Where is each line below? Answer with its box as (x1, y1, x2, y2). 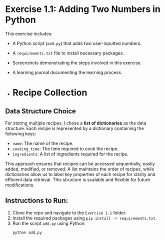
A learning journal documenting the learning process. (12, 69, 122, 75)
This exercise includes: (5, 30, 52, 36)
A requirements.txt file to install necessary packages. (12, 50, 124, 56)
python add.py (12, 230, 42, 235)
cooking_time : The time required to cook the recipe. (12, 145, 119, 151)
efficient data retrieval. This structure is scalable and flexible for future (5, 176, 150, 182)
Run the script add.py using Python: (12, 220, 86, 226)
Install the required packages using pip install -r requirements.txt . (12, 215, 157, 221)
